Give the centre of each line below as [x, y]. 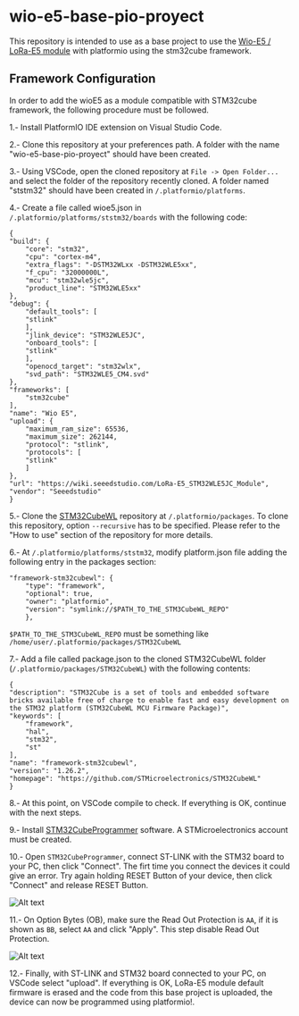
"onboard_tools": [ [62, 343]
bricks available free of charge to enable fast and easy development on [149, 700]
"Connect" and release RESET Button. [79, 885]
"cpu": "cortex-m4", [63, 256]
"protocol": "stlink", [67, 444]
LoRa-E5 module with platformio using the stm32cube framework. [131, 50]
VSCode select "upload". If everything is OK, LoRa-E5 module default [137, 982]
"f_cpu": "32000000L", [67, 273]
